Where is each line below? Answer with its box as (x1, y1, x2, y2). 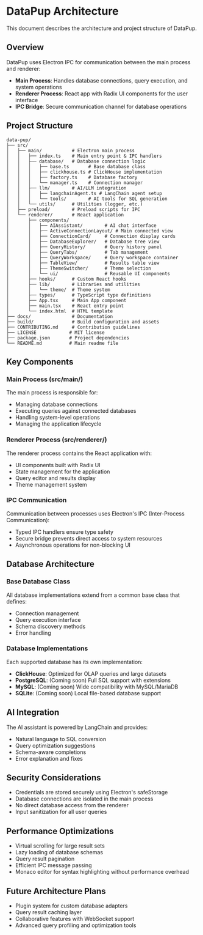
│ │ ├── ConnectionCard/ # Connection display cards (6, 233, 176, 239)
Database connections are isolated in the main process (15, 795, 154, 802)
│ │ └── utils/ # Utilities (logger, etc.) (6, 201, 143, 207)
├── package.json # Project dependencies (6, 334, 130, 341)
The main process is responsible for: (6, 389, 98, 396)
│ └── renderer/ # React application (6, 212, 124, 218)
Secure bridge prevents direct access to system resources (15, 534, 163, 542)
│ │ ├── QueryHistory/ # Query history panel (6, 243, 163, 250)
